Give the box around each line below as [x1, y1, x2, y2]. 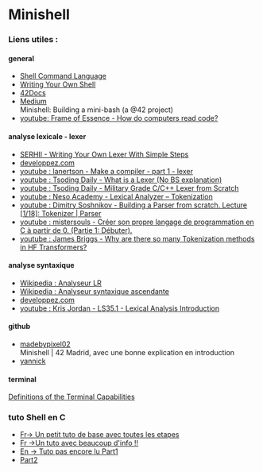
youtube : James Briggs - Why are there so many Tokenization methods [19, 234, 255, 243]
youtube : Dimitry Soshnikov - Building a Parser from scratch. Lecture [19, 200, 248, 210]
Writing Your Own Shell [19, 79, 96, 89]
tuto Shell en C [8, 412, 66, 423]
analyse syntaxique [8, 261, 75, 270]
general [8, 53, 34, 63]
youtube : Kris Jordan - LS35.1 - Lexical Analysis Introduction [19, 304, 220, 313]
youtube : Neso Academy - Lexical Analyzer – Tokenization [19, 192, 213, 201]
